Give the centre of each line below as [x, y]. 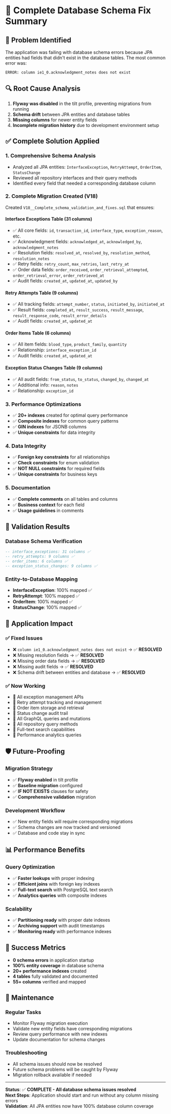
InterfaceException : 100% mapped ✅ [52, 590]
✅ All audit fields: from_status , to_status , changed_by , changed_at [81, 379]
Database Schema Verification [44, 541]
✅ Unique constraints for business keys [55, 474]
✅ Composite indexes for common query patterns [65, 421]
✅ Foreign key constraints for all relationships [61, 457]
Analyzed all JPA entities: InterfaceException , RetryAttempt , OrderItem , [87, 167]
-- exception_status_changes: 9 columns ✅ [51, 566]
